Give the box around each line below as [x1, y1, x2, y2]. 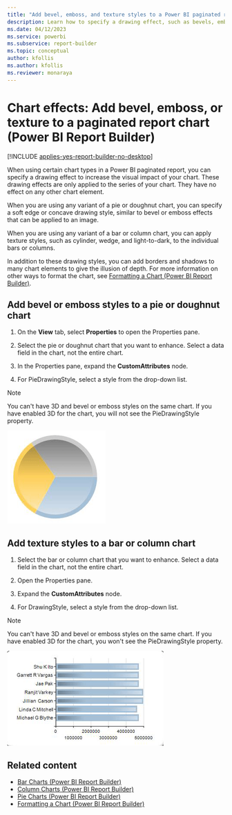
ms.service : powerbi [7, 33, 67, 40]
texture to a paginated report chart [7, 115, 210, 130]
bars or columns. [7, 244, 55, 252]
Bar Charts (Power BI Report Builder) [17, 778, 122, 786]
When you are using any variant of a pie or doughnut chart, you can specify [7, 201, 222, 209]
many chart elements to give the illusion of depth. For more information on [7, 264, 219, 273]
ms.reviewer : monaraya [7, 69, 72, 76]
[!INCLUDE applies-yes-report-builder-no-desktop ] [7, 152, 153, 160]
